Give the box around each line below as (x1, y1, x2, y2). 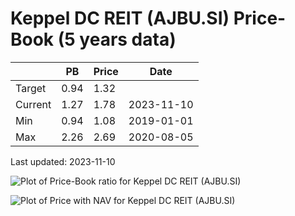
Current (15, 97, 52, 111)
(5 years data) (57, 28, 177, 51)
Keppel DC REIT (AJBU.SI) (10, 7, 230, 30)
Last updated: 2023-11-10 (10, 155, 116, 167)
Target (15, 81, 47, 95)
